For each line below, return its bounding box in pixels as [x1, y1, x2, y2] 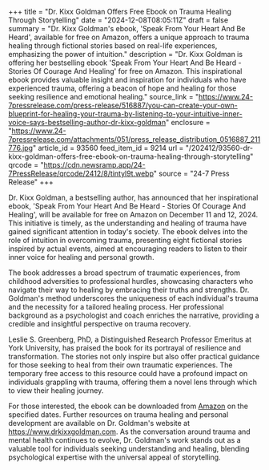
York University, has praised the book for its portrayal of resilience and [8, 343, 242, 352]
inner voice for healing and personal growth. [8, 253, 155, 261]
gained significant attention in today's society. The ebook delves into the [8, 227, 248, 236]
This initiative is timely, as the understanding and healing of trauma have [8, 218, 247, 228]
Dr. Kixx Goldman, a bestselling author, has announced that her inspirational [8, 192, 259, 202]
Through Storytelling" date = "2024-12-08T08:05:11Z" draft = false [8, 15, 229, 25]
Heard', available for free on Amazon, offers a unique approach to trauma [8, 32, 250, 42]
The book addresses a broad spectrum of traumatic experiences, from [8, 268, 241, 278]
